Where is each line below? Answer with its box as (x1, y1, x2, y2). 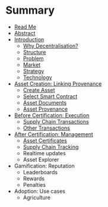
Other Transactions (23, 124, 71, 131)
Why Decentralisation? (23, 42, 78, 49)
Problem (23, 55, 44, 62)
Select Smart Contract (23, 93, 78, 100)
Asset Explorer (23, 156, 59, 163)
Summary (5, 4, 55, 17)
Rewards (23, 175, 45, 182)
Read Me (14, 23, 37, 30)
